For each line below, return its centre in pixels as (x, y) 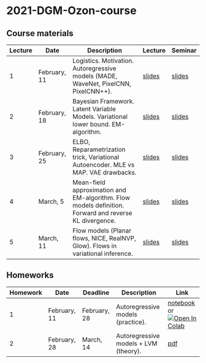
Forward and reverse (103, 213)
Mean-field (89, 182)
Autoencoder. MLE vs (104, 165)
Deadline (96, 293)
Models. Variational (100, 117)
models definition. (98, 205)
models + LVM (137, 343)
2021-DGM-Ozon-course (71, 11)
